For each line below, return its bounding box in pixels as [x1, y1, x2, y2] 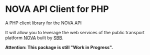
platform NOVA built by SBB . [5, 35, 63, 41]
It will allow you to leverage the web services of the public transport [5, 29, 145, 35]
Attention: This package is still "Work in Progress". [5, 44, 113, 50]
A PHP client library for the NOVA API [5, 20, 82, 26]
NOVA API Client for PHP [5, 3, 109, 15]
